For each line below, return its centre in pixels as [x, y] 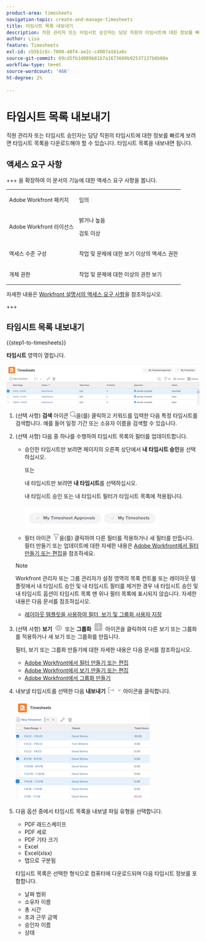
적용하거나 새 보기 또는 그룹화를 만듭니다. [71, 637]
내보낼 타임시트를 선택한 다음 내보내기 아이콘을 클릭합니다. [93, 691]
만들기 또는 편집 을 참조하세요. [59, 553]
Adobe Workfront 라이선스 [41, 227]
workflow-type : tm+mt [34, 64]
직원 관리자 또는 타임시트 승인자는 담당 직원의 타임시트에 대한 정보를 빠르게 [96, 136]
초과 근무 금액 [41, 917]
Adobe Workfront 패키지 [39, 200]
